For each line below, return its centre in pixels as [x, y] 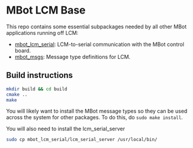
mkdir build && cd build [37, 89]
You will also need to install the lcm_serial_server [66, 129]
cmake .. [17, 94]
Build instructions [39, 75]
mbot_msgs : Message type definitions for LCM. [73, 57]
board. [23, 50]
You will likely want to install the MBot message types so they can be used [97, 111]
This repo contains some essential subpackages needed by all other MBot [96, 27]
